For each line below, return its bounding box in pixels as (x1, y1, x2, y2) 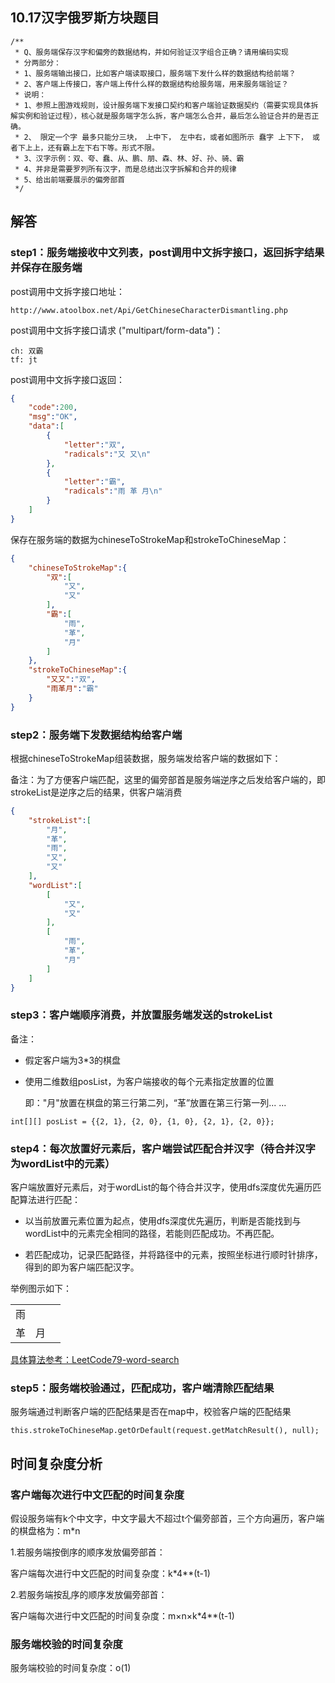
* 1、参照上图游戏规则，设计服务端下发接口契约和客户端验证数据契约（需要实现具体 (14, 100, 312, 110)
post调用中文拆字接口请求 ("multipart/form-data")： (10, 324, 224, 336)
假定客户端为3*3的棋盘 (24, 1054, 122, 1066)
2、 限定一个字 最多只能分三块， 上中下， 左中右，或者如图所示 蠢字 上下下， (23, 132, 308, 142)
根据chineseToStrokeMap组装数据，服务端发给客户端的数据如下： (10, 752, 282, 764)
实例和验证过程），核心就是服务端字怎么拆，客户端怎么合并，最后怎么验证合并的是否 (17, 111, 312, 121)
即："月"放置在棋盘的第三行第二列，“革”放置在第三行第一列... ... (24, 1096, 287, 1108)
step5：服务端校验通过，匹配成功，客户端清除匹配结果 (10, 1381, 275, 1395)
